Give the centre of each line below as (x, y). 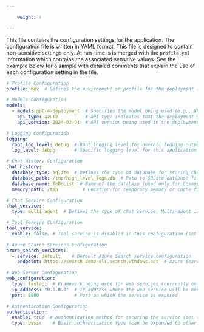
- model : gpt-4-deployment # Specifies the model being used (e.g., (101, 111)
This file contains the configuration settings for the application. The (90, 39)
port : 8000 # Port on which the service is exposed (95, 295)
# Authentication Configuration (47, 306)
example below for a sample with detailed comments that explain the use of (101, 66)
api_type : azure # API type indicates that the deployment (106, 117)
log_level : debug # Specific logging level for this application (104, 150)
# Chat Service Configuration (45, 200)
